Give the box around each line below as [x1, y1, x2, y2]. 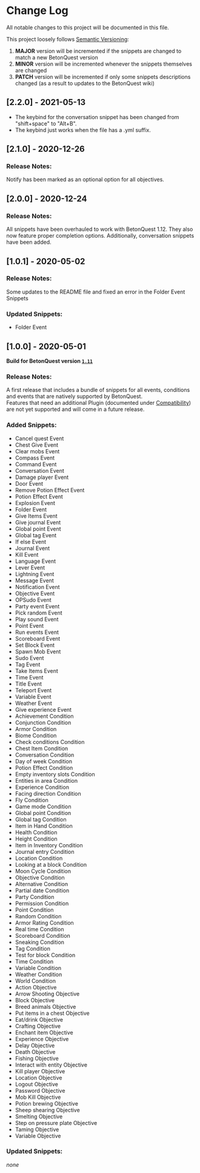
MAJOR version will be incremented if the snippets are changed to [15, 47, 182, 55]
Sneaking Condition [15, 938, 65, 946]
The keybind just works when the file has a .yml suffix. [15, 126, 152, 134]
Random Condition [15, 912, 62, 920]
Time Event [15, 673, 44, 681]
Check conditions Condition [15, 738, 85, 745]
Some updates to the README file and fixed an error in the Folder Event [6, 288, 185, 295]
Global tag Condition [15, 816, 67, 823]
